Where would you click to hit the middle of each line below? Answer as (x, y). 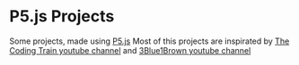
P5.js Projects (62, 16)
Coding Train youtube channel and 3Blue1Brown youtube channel (130, 50)
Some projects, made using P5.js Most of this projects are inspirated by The (149, 41)
